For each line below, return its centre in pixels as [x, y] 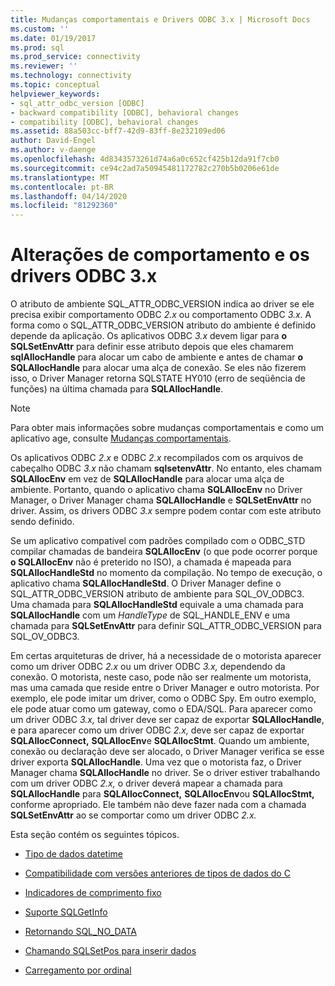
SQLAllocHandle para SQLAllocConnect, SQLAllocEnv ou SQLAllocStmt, [162, 794]
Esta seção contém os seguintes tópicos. [95, 835]
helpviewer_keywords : [55, 94]
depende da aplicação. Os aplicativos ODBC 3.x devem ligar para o [149, 336]
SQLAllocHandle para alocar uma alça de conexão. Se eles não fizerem [158, 368]
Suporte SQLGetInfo [66, 912]
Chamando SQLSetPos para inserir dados [110, 951]
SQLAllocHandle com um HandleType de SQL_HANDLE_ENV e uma [150, 615]
